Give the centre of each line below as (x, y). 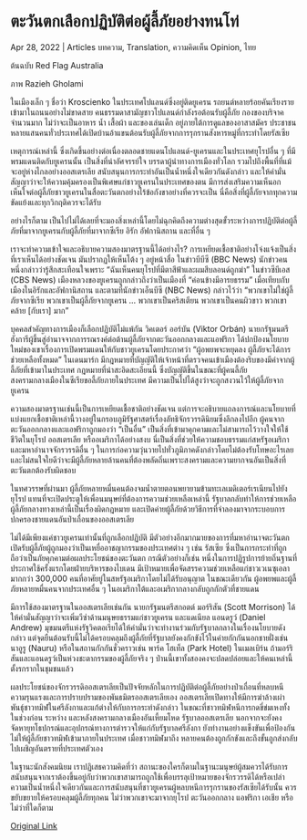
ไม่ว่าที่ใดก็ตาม (32, 807)
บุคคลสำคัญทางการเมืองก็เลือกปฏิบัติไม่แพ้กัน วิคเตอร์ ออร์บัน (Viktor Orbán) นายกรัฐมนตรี (150, 328)
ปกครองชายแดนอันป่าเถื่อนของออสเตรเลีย (72, 519)
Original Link (34, 825)
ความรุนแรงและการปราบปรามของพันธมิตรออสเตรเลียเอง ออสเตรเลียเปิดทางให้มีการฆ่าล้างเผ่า (148, 697)
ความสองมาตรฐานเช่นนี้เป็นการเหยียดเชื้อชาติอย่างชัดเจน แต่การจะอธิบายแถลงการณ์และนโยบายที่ (153, 409)
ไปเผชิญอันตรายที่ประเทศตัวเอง (57, 748)
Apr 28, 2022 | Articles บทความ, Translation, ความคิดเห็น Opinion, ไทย (133, 47)
